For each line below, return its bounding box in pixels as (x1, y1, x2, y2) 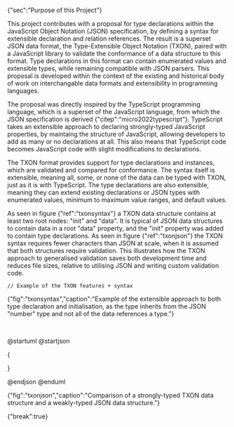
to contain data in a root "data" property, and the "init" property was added (7, 224, 224, 232)
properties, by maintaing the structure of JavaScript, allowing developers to (7, 130, 226, 138)
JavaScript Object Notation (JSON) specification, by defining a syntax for (7, 27, 219, 35)
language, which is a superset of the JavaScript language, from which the (7, 108, 221, 116)
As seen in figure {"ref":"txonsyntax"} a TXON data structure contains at (7, 210, 216, 217)
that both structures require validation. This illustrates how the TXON (7, 247, 205, 255)
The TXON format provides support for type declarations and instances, (7, 158, 215, 167)
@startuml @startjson (7, 337, 70, 345)
